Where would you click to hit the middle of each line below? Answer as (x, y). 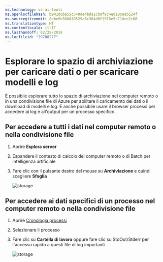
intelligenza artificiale (34, 161)
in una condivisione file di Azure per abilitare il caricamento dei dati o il (77, 101)
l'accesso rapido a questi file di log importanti (58, 245)
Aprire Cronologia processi (40, 220)
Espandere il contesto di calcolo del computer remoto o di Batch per (81, 156)
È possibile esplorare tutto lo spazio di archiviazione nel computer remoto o (82, 96)
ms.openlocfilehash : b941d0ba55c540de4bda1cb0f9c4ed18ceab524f (71, 14)
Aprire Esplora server (34, 146)
